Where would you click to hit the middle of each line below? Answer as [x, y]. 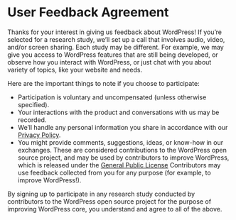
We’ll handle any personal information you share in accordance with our [123, 127]
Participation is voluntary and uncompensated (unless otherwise [112, 97]
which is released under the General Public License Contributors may [119, 165]
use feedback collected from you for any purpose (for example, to [114, 172]
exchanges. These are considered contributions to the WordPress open [122, 150]
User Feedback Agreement [88, 12]
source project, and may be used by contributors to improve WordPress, [123, 158]
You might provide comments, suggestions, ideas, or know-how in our [120, 142]
